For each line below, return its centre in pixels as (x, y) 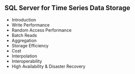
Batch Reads (24, 35)
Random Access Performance (42, 30)
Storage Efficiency (30, 45)
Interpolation (24, 56)
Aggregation (24, 40)
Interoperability (27, 61)
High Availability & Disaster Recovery (48, 66)
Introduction (24, 19)
